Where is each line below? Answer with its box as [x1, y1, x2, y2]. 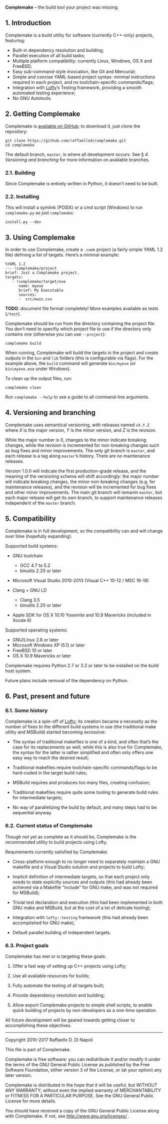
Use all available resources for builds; [12, 972, 90, 978]
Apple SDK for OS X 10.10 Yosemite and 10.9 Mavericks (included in [12, 612, 151, 618]
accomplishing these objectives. [5, 1022, 71, 1028]
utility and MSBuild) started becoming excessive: [5, 729, 106, 735]
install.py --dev [5, 219, 41, 225]
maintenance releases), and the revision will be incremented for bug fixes [5, 484, 156, 490]
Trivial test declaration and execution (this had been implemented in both [12, 899, 163, 905]
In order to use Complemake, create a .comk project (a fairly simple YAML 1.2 [5, 246, 163, 253]
